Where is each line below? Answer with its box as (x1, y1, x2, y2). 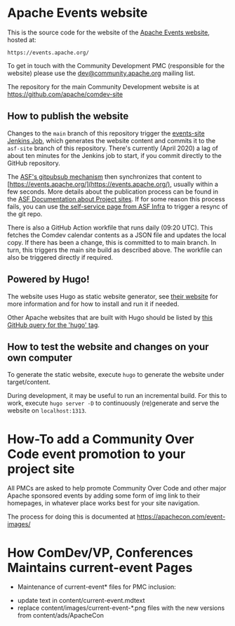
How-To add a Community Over (7, 431, 194, 447)
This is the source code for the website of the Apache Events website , (7, 28, 210, 36)
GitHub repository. (7, 159, 61, 167)
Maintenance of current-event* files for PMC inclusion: (17, 582, 177, 591)
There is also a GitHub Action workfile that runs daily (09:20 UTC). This (7, 223, 213, 232)
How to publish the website (7, 110, 129, 122)
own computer (7, 352, 72, 364)
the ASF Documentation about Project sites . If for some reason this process (7, 194, 226, 203)
